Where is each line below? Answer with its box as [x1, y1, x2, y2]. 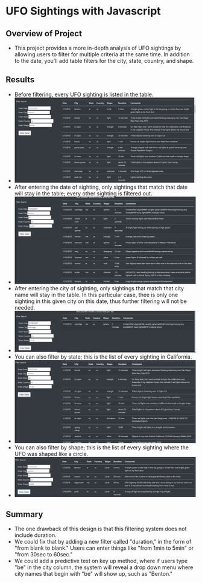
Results [5, 74, 35, 85]
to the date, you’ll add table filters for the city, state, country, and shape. [14, 57, 194, 64]
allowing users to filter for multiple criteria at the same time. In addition [14, 51, 191, 58]
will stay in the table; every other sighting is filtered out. [14, 189, 153, 197]
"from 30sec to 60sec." [14, 550, 73, 558]
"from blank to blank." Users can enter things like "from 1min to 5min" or [14, 544, 194, 552]
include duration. [14, 531, 57, 539]
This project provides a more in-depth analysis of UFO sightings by [14, 44, 181, 51]
